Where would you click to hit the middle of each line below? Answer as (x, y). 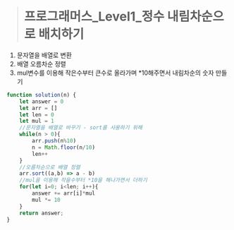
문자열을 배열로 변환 (44, 55)
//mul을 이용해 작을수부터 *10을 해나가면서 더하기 (83, 180)
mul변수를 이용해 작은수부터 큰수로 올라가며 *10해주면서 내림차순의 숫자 (115, 73)
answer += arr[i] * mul (64, 193)
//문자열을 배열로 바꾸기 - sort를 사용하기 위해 (81, 128)
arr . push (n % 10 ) (54, 141)
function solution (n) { (42, 95)
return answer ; (42, 213)
